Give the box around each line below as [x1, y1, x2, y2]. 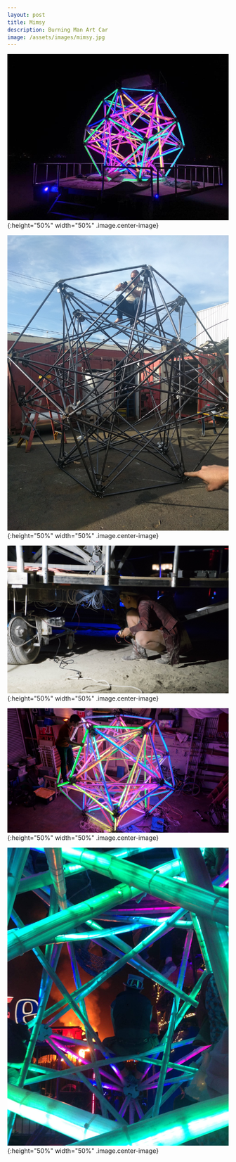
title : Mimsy [7, 18, 46, 26]
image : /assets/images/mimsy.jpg [7, 34, 105, 41]
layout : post [7, 11, 46, 18]
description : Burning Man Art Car [7, 26, 109, 33]
